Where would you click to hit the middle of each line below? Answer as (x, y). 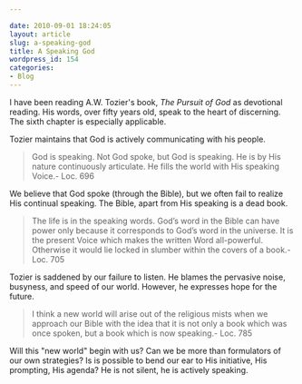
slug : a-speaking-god (50, 43)
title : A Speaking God (52, 51)
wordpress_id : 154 (44, 60)
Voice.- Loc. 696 (63, 176)
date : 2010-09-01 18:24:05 (60, 25)
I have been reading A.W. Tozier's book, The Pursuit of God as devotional (146, 102)
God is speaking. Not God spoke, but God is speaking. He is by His (156, 156)
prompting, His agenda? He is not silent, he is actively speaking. (129, 369)
